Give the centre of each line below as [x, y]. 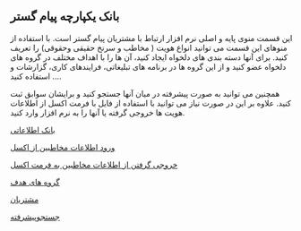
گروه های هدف [35, 182]
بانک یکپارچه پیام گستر [65, 17]
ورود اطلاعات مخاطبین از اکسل [63, 147]
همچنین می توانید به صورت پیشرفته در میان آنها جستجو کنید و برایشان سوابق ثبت [145, 93]
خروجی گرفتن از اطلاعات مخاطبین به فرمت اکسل [94, 164]
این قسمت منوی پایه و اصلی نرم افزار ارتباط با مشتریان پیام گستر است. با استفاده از [151, 38]
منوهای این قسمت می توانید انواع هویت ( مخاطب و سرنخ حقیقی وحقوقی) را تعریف [149, 47]
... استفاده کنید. [36, 76]
